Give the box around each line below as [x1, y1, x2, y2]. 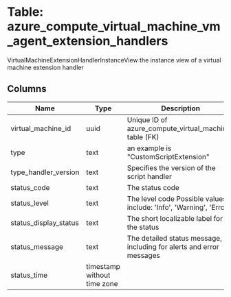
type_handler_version [10, 167, 80, 177]
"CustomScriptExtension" [126, 152, 210, 161]
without [85, 270, 111, 280]
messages [126, 250, 160, 260]
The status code [126, 182, 180, 192]
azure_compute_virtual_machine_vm [7, 19, 221, 34]
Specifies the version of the [126, 163, 216, 172]
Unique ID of [126, 115, 168, 124]
